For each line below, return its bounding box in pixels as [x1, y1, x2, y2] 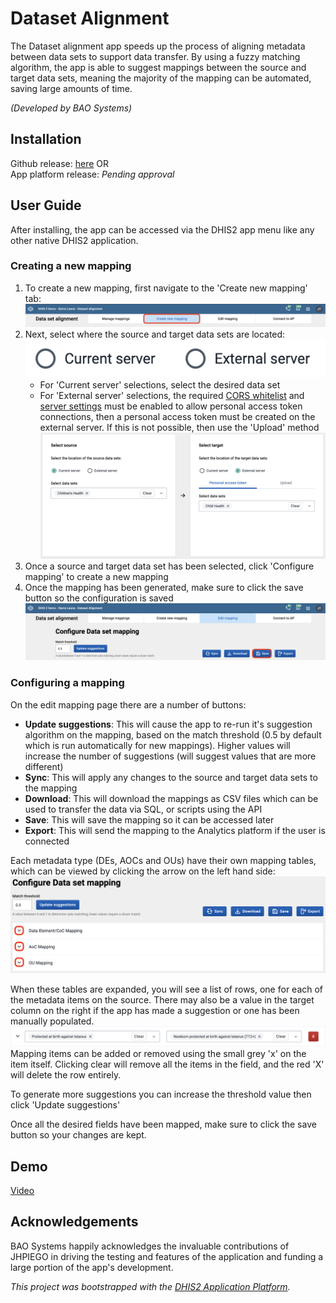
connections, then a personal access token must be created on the [39, 411, 316, 423]
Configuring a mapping [10, 676, 125, 690]
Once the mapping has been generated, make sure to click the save [24, 582, 304, 594]
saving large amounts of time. [10, 82, 133, 94]
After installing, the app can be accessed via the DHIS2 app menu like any [10, 223, 315, 236]
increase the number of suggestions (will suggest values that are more [24, 750, 317, 762]
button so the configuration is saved [24, 592, 174, 604]
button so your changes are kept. [10, 1129, 147, 1141]
